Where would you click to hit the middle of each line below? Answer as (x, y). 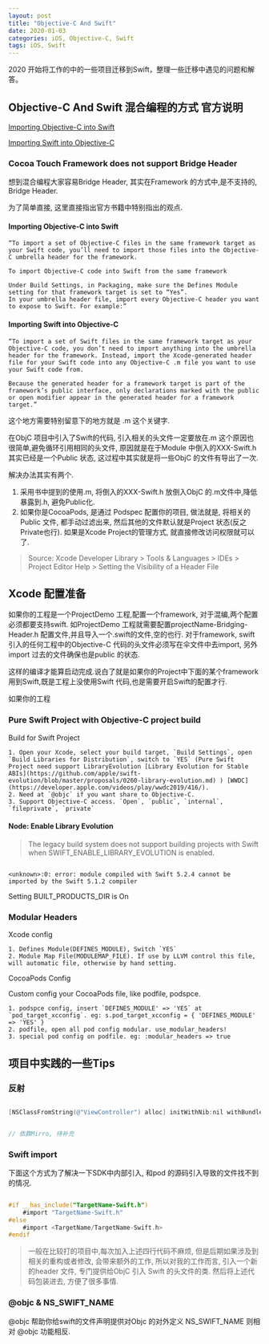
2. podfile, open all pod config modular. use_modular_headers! (118, 1030)
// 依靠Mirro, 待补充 (41, 1134)
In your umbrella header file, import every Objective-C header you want (134, 299)
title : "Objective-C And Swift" (62, 23)
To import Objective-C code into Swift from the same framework (118, 271)
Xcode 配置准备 (47, 594)
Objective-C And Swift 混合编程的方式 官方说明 (126, 107)
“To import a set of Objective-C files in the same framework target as (132, 243)
